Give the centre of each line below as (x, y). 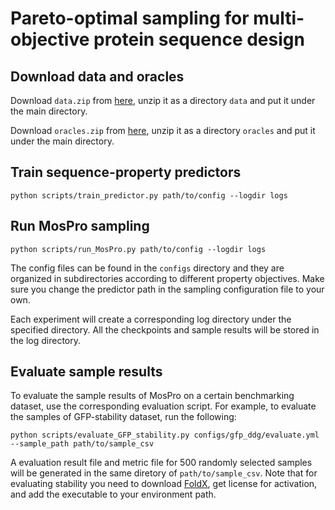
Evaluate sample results (86, 372)
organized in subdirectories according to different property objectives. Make (167, 278)
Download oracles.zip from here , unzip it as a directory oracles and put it (163, 130)
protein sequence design (199, 39)
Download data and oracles (97, 76)
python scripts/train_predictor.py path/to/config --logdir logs (149, 195)
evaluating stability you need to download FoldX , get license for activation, (164, 484)
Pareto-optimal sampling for (130, 18)
